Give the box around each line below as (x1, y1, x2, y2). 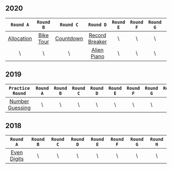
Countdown (55, 35, 83, 42)
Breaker (88, 38, 107, 45)
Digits (10, 155, 24, 162)
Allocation (8, 35, 32, 42)
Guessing (8, 104, 31, 111)
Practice (8, 85, 30, 91)
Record (89, 32, 106, 39)
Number (9, 98, 29, 105)
